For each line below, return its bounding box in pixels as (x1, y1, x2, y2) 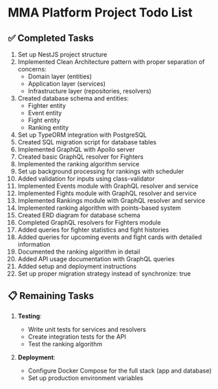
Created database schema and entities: (17, 94, 129, 102)
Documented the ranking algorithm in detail (17, 247, 141, 256)
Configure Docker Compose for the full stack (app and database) (27, 366, 212, 375)
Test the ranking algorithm (27, 340, 102, 348)
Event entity (27, 109, 62, 117)
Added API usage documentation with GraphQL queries (17, 255, 175, 263)
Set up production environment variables (27, 373, 143, 382)
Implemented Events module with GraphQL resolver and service (17, 182, 199, 190)
